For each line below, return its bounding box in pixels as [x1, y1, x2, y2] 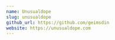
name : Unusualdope [6, 8, 51, 15]
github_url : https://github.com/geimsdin [6, 19, 110, 25]
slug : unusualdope [6, 14, 51, 20]
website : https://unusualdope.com [6, 25, 91, 31]
